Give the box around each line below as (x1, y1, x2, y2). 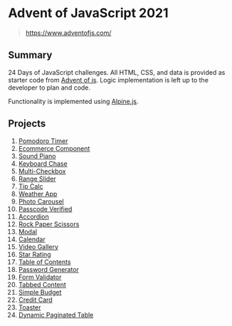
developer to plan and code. (8, 83, 91, 92)
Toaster (18, 303, 41, 311)
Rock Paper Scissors (18, 219, 80, 228)
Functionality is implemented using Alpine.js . (8, 97, 139, 105)
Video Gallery (18, 242, 59, 251)
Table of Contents (18, 258, 71, 266)
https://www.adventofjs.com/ (25, 28, 112, 37)
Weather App (18, 189, 58, 198)
